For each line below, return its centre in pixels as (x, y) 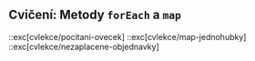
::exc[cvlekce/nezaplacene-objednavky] (84, 46)
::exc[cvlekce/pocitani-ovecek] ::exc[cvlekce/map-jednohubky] (127, 36)
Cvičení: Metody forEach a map (95, 15)
